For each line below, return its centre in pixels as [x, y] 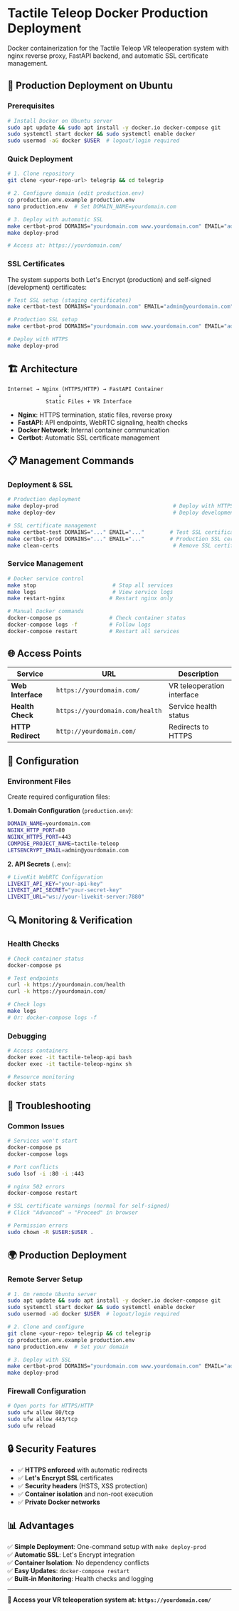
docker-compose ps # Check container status [97, 618]
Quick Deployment [40, 159]
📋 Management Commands [71, 461]
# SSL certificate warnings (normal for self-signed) [89, 1206]
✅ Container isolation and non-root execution [85, 1494]
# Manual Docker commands [46, 612]
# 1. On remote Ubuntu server [52, 1294]
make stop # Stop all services [90, 585]
